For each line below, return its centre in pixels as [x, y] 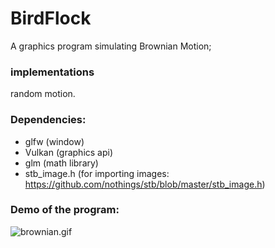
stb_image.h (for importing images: [97, 173]
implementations [52, 72]
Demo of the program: [65, 210]
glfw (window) [54, 141]
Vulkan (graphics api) [69, 152]
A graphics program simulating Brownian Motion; [111, 46]
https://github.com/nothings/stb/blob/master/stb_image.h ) [145, 184]
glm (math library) [61, 163]
